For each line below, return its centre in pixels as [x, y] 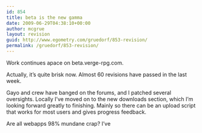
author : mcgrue [25, 29]
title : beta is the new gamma [45, 18]
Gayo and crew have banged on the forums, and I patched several [89, 92]
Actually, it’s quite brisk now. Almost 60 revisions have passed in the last [96, 74]
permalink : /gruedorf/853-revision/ [52, 46]
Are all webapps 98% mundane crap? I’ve [59, 123]
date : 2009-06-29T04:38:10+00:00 [49, 23]
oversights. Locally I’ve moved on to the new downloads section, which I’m [100, 99]
